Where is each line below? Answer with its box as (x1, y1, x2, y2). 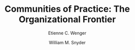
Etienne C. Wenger (48, 30, 87, 36)
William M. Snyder (48, 39, 86, 45)
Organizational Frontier (18, 14, 116, 25)
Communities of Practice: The (4, 3, 130, 15)
